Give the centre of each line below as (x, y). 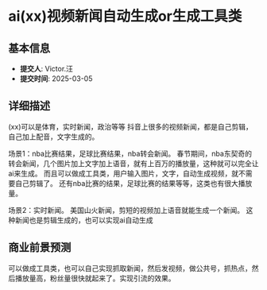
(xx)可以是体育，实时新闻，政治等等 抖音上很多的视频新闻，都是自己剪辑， (130, 126)
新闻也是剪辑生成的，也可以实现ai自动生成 (84, 220)
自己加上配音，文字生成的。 (54, 137)
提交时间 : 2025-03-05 (56, 79)
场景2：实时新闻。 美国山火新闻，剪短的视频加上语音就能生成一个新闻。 (126, 210)
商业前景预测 (40, 247)
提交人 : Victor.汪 (46, 69)
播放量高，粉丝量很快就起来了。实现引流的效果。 (95, 278)
